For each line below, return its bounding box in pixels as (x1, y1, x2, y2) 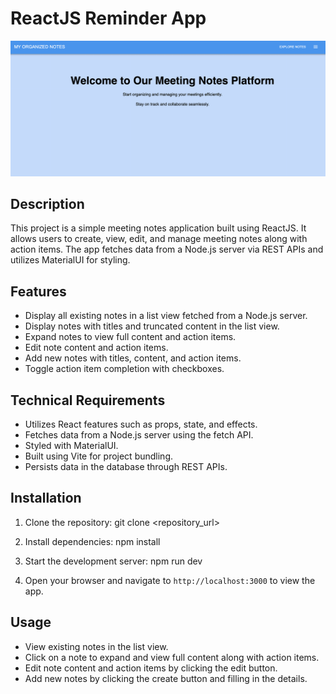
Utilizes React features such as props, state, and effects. (24, 418, 258, 430)
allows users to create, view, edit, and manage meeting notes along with (10, 233, 308, 245)
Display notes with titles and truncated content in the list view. (24, 320, 280, 332)
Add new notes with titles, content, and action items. (24, 352, 242, 364)
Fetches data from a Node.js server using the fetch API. (24, 428, 254, 441)
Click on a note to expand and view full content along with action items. (24, 651, 320, 663)
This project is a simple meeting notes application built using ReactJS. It (10, 222, 307, 234)
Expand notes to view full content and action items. (24, 331, 237, 343)
